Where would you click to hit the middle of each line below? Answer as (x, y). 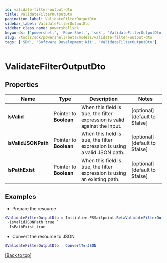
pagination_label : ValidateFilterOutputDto (51, 19)
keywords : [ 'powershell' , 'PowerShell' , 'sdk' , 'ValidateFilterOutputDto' (84, 33)
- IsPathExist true (26, 227)
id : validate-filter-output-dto (39, 10)
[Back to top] (18, 255)
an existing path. (100, 179)
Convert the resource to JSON (43, 237)
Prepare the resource (34, 208)
